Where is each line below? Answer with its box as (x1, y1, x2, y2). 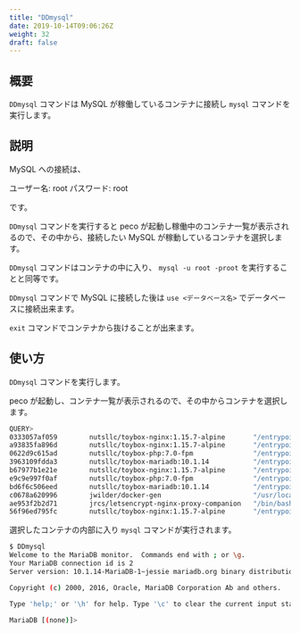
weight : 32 (9, 29, 50, 38)
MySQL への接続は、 (9, 163, 87, 174)
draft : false (9, 37, 58, 47)
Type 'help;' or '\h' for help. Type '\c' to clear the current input (9, 599, 278, 608)
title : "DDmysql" (9, 12, 74, 22)
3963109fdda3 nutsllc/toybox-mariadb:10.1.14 (9, 457, 210, 467)
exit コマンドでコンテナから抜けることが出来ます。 (9, 322, 199, 333)
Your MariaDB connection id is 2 (9, 559, 134, 568)
